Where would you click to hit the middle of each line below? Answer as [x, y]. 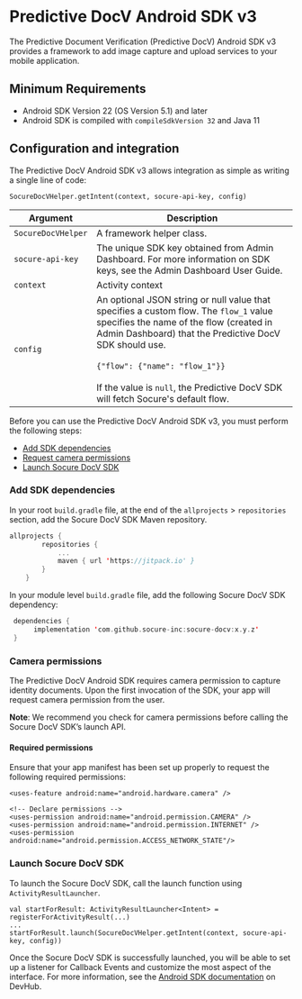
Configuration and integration [94, 149]
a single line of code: [48, 180]
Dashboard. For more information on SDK [183, 259]
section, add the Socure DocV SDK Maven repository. [108, 519]
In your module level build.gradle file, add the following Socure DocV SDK [147, 595]
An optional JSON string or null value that [183, 299]
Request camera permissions [76, 458]
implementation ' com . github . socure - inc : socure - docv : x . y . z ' [146, 629]
